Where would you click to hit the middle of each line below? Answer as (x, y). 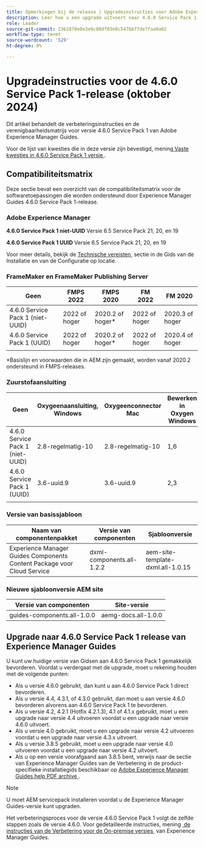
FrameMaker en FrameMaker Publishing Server (77, 276)
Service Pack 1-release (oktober (89, 94)
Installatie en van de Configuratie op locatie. (61, 261)
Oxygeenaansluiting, (68, 406)
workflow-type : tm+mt (34, 35)
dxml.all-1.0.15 (168, 567)
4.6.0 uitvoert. (32, 724)
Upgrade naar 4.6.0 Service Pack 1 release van (96, 637)
